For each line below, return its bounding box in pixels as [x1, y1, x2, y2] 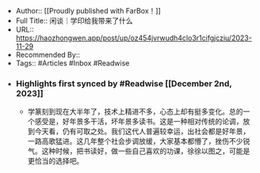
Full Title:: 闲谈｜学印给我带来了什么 [15, 16, 133, 25]
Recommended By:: [15, 50, 81, 59]
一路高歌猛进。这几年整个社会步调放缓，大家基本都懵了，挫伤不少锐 [27, 137, 250, 146]
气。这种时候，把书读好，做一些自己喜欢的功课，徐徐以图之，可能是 [27, 146, 250, 156]
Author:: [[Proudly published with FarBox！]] [15, 6, 161, 15]
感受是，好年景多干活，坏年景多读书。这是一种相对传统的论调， [34, 117, 243, 126]
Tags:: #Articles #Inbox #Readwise [15, 58, 130, 68]
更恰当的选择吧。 [27, 156, 84, 166]
